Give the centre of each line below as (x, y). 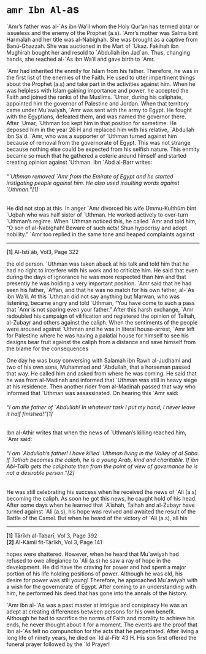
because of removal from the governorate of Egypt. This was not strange (99, 142)
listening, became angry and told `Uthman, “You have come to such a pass (101, 303)
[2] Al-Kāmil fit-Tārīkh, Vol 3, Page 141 (54, 542)
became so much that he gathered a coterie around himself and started (97, 155)
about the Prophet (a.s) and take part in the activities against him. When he (101, 84)
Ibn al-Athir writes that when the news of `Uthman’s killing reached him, (97, 433)
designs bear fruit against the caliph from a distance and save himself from (101, 342)
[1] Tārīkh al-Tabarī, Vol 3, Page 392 (52, 536)
